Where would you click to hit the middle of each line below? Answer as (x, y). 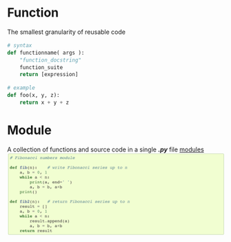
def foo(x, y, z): (33, 95)
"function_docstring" (50, 60)
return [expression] (49, 75)
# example (21, 88)
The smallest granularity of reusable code (67, 32)
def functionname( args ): (46, 53)
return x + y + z (44, 103)
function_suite (41, 67)
